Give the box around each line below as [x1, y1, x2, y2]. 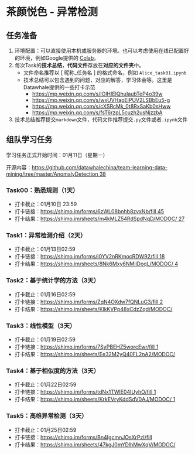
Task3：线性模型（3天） [6, 322, 76, 330]
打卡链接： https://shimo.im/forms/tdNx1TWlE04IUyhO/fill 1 [14, 388, 156, 395]
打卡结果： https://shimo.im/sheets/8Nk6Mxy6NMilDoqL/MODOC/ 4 [14, 260, 179, 267]
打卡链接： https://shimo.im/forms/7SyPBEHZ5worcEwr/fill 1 [14, 343, 159, 350]
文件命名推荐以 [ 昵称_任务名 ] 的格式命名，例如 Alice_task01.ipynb [23, 69, 187, 76]
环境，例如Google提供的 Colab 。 [19, 54, 100, 62]
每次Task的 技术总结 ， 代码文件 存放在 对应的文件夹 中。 [14, 62, 145, 69]
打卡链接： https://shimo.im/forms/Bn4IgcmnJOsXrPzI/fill [14, 433, 152, 441]
